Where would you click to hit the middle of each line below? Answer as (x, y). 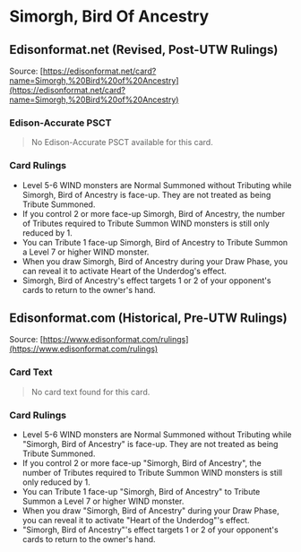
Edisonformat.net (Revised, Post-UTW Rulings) (144, 50)
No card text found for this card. (90, 392)
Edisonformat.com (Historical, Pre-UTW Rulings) (149, 318)
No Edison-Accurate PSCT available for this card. (122, 142)
